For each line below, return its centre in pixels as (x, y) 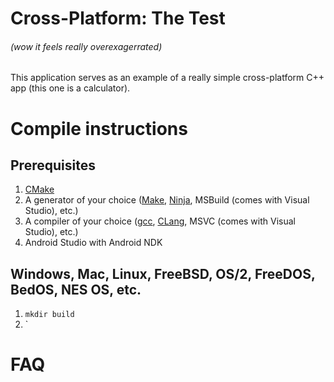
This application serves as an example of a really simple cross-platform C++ (167, 78)
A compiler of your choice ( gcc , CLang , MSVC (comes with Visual (160, 221)
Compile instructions (99, 128)
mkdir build (49, 315)
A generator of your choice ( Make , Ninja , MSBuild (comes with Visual (167, 200)
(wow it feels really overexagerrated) (86, 46)
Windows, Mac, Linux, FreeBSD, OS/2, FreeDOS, (163, 273)
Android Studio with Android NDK (93, 243)
